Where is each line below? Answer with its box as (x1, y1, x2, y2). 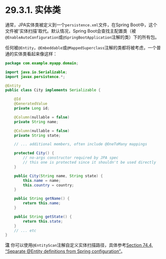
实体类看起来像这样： (13, 50, 57, 57)
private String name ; (14, 119, 58, 124)
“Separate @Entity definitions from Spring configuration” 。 (5, 248, 125, 255)
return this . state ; (23, 218, 63, 224)
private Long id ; (14, 106, 50, 111)
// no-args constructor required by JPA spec (23, 155, 119, 161)
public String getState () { (14, 214, 72, 219)
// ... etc (14, 228, 37, 233)
